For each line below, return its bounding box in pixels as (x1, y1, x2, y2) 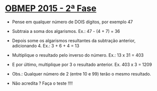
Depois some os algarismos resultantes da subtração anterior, (12, 37, 136, 44)
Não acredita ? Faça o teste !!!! (12, 80, 73, 86)
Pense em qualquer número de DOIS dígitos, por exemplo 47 (12, 19, 133, 25)
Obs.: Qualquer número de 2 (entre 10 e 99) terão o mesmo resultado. (12, 71, 151, 76)
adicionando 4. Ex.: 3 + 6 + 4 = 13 (12, 43, 80, 48)
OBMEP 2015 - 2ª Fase (5, 3, 97, 14)
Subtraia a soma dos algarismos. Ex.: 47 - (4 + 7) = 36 (12, 28, 120, 34)
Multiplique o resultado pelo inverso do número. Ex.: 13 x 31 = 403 (12, 52, 144, 58)
